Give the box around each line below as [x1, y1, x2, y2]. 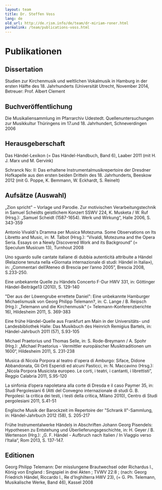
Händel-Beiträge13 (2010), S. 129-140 [5, 284, 80, 290]
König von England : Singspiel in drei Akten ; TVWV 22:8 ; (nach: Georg [5, 469, 147, 475]
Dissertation [5, 65, 44, 73]
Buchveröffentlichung [5, 102, 73, 111]
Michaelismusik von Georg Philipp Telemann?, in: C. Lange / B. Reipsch [5, 299, 147, 304]
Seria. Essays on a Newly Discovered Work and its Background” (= [5, 239, 138, 245]
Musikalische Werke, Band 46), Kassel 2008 [5, 479, 93, 485]
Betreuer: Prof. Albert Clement [5, 88, 65, 95]
